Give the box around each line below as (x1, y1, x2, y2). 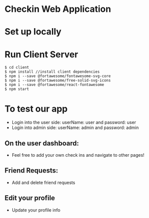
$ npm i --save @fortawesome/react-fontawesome (4, 83, 105, 87)
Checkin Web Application (4, 3, 112, 15)
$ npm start (4, 87, 29, 92)
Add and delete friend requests (11, 179, 75, 185)
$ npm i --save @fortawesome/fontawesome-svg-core (4, 74, 111, 79)
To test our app (4, 103, 68, 114)
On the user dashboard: (4, 139, 79, 147)
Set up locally (4, 26, 62, 38)
